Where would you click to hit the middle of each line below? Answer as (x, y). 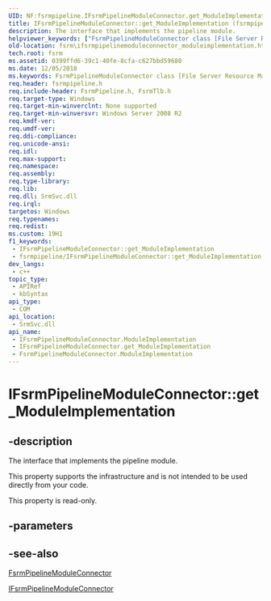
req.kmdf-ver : (32, 121)
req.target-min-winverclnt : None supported (83, 106)
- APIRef (27, 287)
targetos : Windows (39, 211)
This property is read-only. (53, 501)
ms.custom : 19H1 (35, 234)
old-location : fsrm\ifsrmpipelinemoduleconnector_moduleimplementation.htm (138, 46)
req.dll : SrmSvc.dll (43, 196)
